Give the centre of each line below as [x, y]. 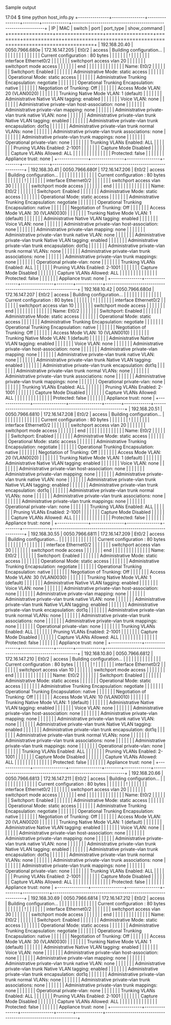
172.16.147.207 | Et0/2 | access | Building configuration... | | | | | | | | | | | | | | [83, 295]
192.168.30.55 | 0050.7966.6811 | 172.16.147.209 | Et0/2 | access [97, 534]
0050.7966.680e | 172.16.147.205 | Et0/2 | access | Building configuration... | [85, 50]
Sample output [21, 7]
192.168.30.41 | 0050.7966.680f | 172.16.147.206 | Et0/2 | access [97, 169]
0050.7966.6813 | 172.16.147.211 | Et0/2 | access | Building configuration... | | [85, 778]
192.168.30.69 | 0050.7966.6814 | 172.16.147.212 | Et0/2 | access [97, 898]
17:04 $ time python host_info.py [40, 17]
